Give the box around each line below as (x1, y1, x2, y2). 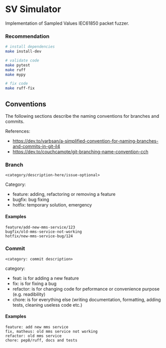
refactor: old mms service (5, 333, 62, 338)
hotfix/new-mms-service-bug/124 (5, 233, 73, 239)
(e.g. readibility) (12, 291, 46, 297)
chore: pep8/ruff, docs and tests (5, 338, 78, 343)
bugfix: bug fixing (12, 196, 49, 202)
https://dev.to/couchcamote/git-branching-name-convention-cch (12, 149, 148, 155)
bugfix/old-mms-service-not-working (5, 229, 82, 234)
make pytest (5, 62, 30, 67)
